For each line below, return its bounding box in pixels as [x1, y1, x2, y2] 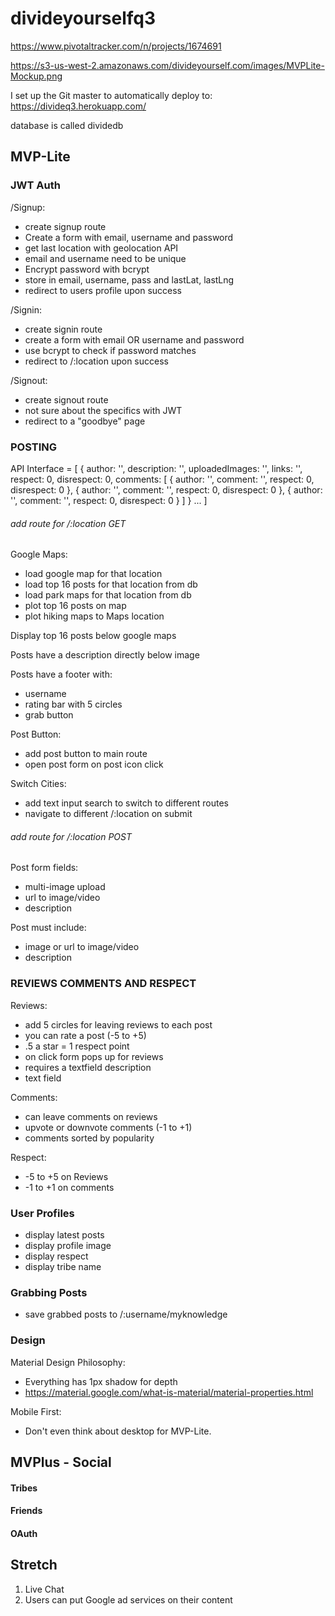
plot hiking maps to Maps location [24, 610, 165, 622]
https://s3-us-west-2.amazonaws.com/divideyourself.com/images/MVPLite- [10, 59, 325, 71]
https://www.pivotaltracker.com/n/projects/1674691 [10, 40, 222, 52]
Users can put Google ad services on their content [24, 1593, 233, 1606]
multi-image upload [24, 881, 106, 893]
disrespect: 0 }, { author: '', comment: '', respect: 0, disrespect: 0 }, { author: [10, 483, 323, 496]
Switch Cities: [10, 778, 67, 790]
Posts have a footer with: [10, 668, 113, 681]
